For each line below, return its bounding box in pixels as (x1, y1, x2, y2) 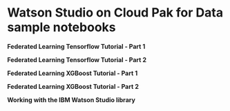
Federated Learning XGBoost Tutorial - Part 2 (7, 82, 140, 90)
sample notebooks (7, 19, 116, 35)
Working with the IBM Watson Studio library (7, 95, 136, 104)
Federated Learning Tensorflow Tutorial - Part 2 (7, 55, 147, 63)
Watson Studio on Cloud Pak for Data (7, 5, 223, 21)
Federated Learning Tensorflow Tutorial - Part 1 (7, 42, 146, 50)
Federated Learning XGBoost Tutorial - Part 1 (7, 69, 138, 77)
